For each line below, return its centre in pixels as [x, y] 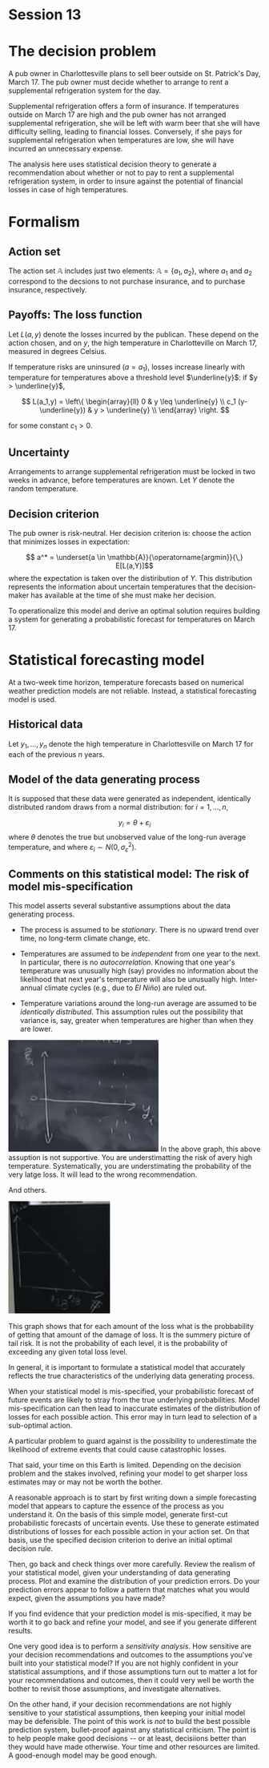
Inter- [249, 980]
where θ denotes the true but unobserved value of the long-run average [127, 837]
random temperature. [43, 489]
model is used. [32, 699]
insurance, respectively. [48, 289]
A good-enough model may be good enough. [83, 1755]
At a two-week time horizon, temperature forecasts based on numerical [126, 682]
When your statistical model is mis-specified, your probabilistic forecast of [131, 1391]
